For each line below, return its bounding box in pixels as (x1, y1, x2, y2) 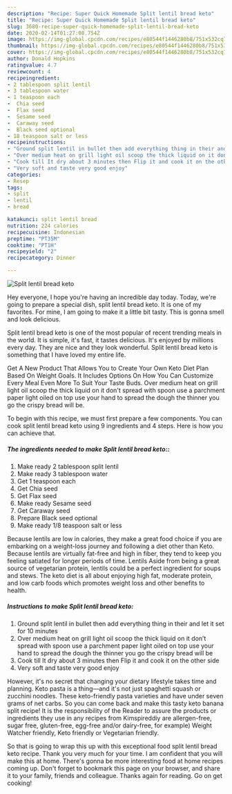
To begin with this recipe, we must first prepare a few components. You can (7, 414, 223, 423)
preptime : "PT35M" (7, 235, 60, 242)
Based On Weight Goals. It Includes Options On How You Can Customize (7, 371, 214, 380)
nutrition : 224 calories (7, 222, 79, 229)
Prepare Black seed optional (17, 513, 98, 522)
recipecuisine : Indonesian (7, 229, 85, 236)
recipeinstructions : (7, 139, 67, 146)
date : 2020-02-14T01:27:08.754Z (7, 29, 100, 37)
